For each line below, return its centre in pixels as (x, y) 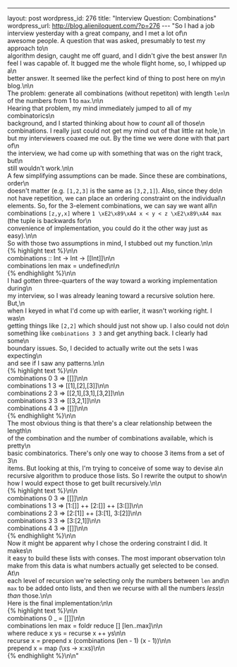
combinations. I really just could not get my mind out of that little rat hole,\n (116, 131)
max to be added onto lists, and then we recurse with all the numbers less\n (116, 588)
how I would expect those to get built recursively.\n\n (85, 483)
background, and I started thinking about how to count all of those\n (106, 123)
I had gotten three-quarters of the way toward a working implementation (113, 281)
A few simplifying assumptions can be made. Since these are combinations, (117, 176)
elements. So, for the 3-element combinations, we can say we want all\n (112, 206)
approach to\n (28, 48)
